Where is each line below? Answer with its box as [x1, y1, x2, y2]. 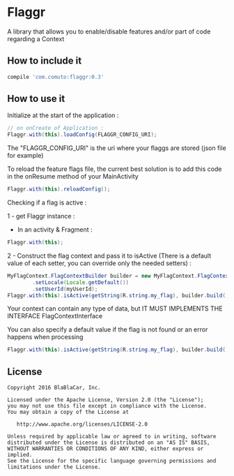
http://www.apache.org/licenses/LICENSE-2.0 [16, 421, 148, 428]
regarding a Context [7, 34, 65, 43]
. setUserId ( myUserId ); [32, 285, 98, 292]
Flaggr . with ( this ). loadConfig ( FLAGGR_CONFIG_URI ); [7, 131, 157, 138]
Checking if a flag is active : [7, 198, 87, 207]
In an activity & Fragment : [17, 225, 93, 234]
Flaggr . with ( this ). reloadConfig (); [7, 186, 111, 193]
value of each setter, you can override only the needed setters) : [7, 259, 192, 267]
